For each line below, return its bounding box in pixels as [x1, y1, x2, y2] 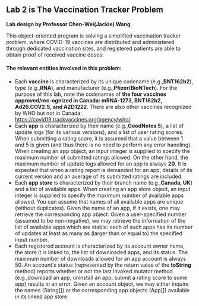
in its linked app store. [14, 293, 70, 300]
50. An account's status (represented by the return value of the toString [14, 261, 192, 268]
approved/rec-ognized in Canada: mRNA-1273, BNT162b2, [14, 97, 163, 104]
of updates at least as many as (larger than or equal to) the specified [14, 230, 183, 237]
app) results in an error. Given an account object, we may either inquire [14, 280, 189, 288]
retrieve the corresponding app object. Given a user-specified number [14, 211, 187, 218]
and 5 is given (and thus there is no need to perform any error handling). [14, 141, 192, 148]
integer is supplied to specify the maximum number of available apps [14, 192, 184, 199]
